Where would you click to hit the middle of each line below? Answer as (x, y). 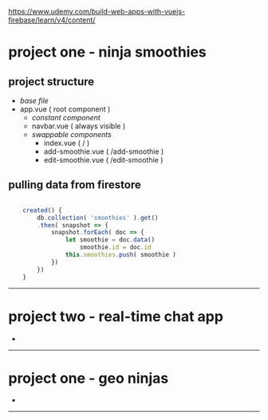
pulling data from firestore (75, 185)
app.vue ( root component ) (65, 109)
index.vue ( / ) (67, 143)
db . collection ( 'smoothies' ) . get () (98, 218)
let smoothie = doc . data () (110, 240)
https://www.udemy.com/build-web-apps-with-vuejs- (97, 12)
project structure (51, 82)
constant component (66, 118)
